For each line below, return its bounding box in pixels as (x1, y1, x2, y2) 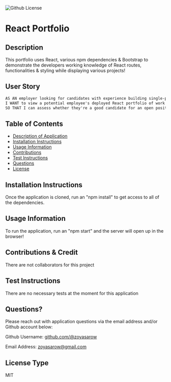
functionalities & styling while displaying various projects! (5, 68, 126, 74)
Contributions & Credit (5, 248, 78, 257)
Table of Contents (5, 119, 64, 128)
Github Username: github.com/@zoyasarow (5, 334, 97, 340)
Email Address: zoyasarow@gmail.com (5, 344, 87, 350)
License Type (5, 358, 49, 367)
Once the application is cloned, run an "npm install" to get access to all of (5, 194, 159, 200)
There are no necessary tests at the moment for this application (5, 290, 139, 296)
